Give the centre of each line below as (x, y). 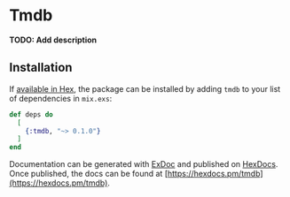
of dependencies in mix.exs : (61, 98)
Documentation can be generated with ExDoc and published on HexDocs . (144, 164)
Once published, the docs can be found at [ (89, 174)
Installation (41, 68)
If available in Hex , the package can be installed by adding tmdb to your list (145, 88)
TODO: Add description (53, 40)
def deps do (31, 114)
